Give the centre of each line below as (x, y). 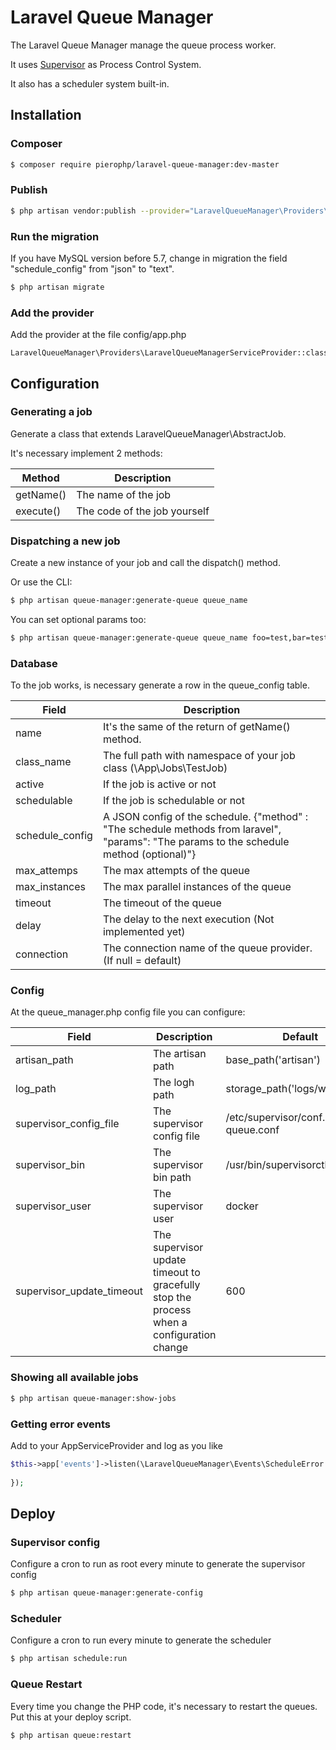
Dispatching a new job (65, 541)
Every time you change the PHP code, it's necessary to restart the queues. (164, 1706)
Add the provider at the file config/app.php (98, 335)
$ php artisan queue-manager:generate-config (106, 1593)
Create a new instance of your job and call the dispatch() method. (145, 563)
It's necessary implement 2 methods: (86, 453)
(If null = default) (142, 961)
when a (170, 1323)
